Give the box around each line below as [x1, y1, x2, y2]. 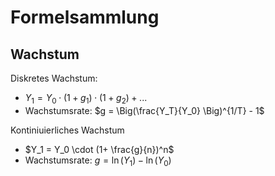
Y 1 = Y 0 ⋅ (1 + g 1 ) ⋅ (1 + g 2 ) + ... [24, 92, 148, 106]
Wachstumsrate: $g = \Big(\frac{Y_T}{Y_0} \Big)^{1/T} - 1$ [24, 104, 265, 116]
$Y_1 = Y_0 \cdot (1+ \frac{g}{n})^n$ [24, 143, 175, 155]
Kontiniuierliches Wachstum [10, 124, 125, 136]
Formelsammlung [10, 6, 160, 29]
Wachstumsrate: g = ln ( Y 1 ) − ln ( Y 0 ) [24, 154, 172, 168]
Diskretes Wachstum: [10, 72, 98, 84]
